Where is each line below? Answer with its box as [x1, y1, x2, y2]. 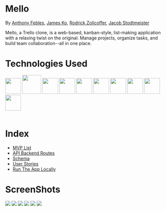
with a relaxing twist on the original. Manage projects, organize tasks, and [5, 35, 158, 41]
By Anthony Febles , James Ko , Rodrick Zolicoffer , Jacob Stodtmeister [5, 20, 149, 26]
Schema [12, 155, 30, 162]
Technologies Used [5, 58, 88, 70]
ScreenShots [5, 184, 60, 195]
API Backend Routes [12, 150, 55, 156]
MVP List [12, 144, 32, 150]
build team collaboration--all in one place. [5, 40, 92, 46]
